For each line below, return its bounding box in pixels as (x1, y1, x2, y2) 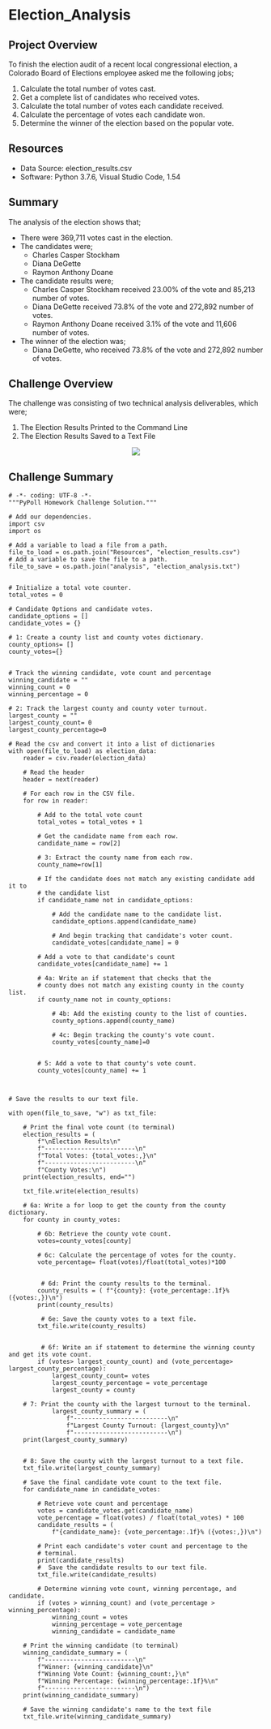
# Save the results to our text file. (8, 1095, 139, 1103)
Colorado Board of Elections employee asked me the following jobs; (8, 68, 235, 78)
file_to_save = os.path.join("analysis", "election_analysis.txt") (8, 562, 241, 571)
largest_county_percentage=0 (8, 726, 107, 734)
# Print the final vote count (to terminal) (23, 1124, 176, 1132)
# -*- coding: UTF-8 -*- (8, 492, 92, 500)
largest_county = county (51, 1386, 136, 1395)
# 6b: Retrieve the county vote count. (37, 1230, 172, 1238)
